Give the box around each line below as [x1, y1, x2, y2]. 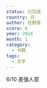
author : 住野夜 [6, 20, 41, 26]
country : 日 [6, 14, 35, 20]
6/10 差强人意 [6, 76, 40, 83]
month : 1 [6, 36, 28, 42]
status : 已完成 [6, 8, 41, 15]
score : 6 [6, 25, 28, 32]
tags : [6, 53, 20, 59]
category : [6, 42, 31, 48]
